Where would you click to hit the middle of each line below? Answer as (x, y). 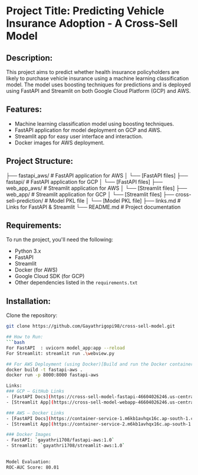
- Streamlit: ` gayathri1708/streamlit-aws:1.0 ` (66, 446)
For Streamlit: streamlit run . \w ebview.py (60, 353)
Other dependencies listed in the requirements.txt (76, 283)
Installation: (29, 301)
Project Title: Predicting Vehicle (85, 11)
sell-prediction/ (25, 201)
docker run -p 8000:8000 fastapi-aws (52, 375)
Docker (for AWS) (36, 270)
